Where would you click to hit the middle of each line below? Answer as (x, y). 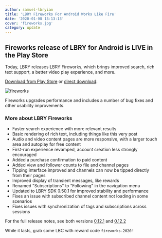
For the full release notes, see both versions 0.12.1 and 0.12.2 (66, 221)
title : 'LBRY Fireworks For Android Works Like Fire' (61, 14)
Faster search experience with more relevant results (64, 129)
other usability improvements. (35, 105)
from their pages (29, 176)
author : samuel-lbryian (29, 10)
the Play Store (27, 55)
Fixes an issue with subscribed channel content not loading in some (80, 196)
